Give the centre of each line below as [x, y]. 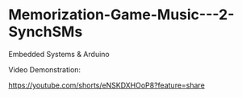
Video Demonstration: [45, 69]
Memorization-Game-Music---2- [121, 15]
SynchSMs [46, 32]
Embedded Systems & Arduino [59, 54]
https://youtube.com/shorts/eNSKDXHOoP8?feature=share [107, 85]
